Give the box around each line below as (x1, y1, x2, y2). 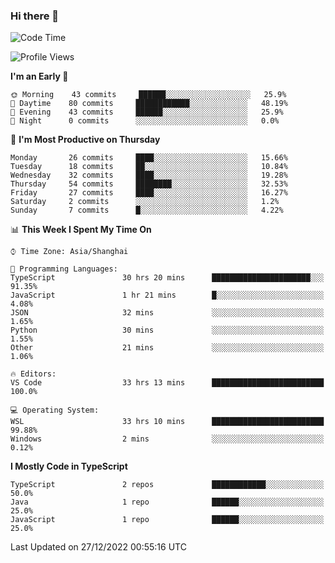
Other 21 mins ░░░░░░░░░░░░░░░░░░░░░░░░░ (10, 343, 325, 353)
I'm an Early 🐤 (10, 70, 69, 83)
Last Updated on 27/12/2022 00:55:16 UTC (10, 541, 187, 553)
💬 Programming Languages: (10, 264, 118, 274)
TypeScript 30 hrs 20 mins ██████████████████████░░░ (10, 273, 325, 283)
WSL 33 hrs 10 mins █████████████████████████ (10, 417, 325, 427)
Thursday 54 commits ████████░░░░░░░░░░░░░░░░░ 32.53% (10, 179, 288, 189)
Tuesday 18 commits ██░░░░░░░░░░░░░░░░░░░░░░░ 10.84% (10, 162, 288, 172)
